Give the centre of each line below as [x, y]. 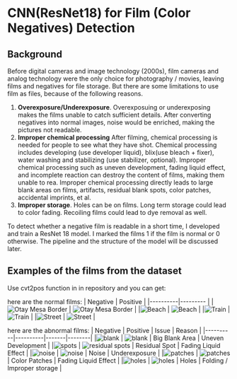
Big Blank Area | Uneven [189, 338]
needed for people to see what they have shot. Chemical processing [117, 145]
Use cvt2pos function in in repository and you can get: [87, 288]
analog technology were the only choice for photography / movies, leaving [116, 78]
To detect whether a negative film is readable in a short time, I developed [114, 226]
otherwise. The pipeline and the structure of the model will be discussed [113, 241]
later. [15, 249]
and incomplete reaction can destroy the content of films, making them [121, 175]
